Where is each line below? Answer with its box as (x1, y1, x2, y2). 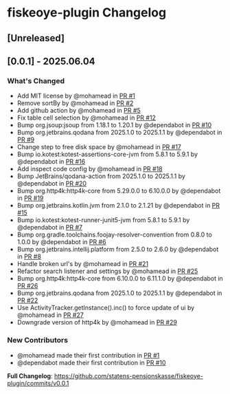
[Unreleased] (7, 32, 65, 44)
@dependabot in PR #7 (16, 223, 83, 232)
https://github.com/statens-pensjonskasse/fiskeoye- (54, 371, 204, 380)
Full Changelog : (7, 371, 53, 380)
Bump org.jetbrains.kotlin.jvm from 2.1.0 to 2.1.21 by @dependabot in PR (16, 201, 220, 210)
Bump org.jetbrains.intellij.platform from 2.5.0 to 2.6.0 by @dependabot (16, 245, 219, 254)
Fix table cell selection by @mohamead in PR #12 (16, 113, 157, 122)
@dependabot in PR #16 (16, 157, 86, 166)
